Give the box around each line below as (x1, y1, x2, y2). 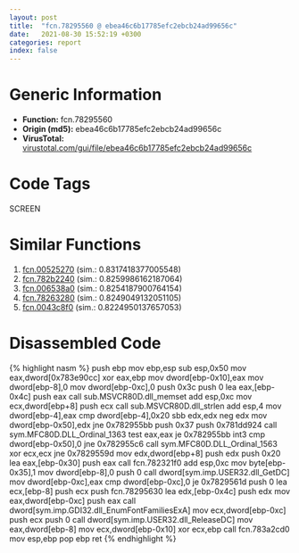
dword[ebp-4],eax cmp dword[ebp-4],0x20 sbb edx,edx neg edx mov (9, 409, 268, 420)
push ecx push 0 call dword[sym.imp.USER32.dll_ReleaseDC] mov (9, 514, 253, 524)
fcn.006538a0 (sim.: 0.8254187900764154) (21, 283, 183, 293)
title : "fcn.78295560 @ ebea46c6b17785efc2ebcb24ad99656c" (9, 21, 238, 30)
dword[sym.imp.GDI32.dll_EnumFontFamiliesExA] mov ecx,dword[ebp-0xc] (9, 505, 287, 516)
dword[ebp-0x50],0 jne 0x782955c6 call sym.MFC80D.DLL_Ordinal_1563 (9, 438, 278, 449)
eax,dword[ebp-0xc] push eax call (9, 495, 137, 506)
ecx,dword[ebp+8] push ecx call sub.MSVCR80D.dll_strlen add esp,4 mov (9, 400, 282, 411)
